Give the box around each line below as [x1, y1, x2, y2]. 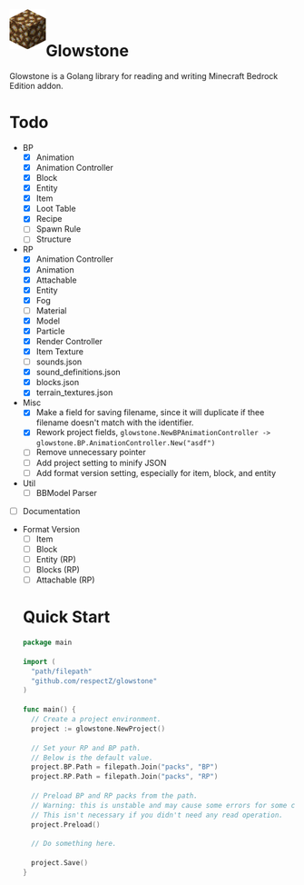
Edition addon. [9, 80, 64, 91]
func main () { [22, 705, 76, 714]
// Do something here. [31, 840, 117, 849]
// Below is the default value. [31, 753, 153, 762]
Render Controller [35, 335, 103, 346]
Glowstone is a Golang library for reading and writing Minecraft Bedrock [9, 70, 279, 81]
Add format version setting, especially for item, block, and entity [35, 467, 277, 478]
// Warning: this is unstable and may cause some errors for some [31, 800, 288, 810]
